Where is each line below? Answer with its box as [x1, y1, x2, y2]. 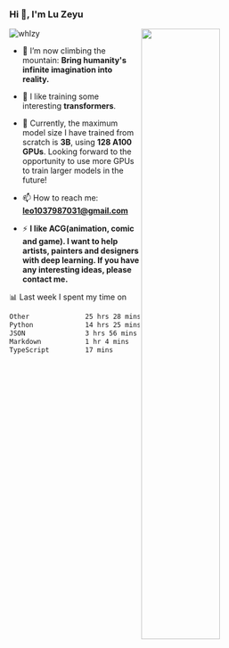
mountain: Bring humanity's [21, 55, 127, 66]
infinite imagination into [21, 64, 113, 75]
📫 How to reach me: [21, 193, 99, 203]
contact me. [21, 274, 69, 284]
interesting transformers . [21, 101, 117, 111]
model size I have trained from [21, 127, 135, 138]
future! [21, 175, 47, 185]
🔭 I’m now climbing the [21, 45, 106, 56]
